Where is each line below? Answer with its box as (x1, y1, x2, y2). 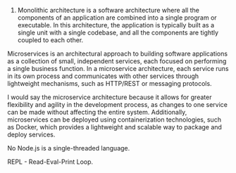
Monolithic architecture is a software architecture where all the (17, 6, 199, 14)
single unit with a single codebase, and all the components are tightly (17, 28, 219, 37)
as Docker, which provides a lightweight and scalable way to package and (7, 123, 222, 131)
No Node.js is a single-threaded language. (7, 144, 130, 152)
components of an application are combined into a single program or (17, 13, 217, 22)
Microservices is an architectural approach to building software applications (7, 49, 228, 58)
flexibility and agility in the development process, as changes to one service (7, 101, 228, 108)
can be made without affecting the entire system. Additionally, (7, 108, 187, 116)
